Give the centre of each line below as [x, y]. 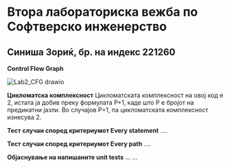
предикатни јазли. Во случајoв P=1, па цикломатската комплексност [108, 110]
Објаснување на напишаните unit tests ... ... [72, 157]
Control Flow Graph [35, 69]
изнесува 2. [24, 117]
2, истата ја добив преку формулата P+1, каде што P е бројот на [101, 103]
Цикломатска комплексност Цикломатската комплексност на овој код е [115, 95]
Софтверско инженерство [87, 27]
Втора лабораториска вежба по [102, 12]
